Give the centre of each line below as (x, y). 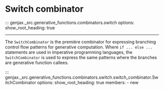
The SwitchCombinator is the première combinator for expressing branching (81, 42)
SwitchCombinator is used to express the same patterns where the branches (81, 57)
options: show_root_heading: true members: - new (88, 82)
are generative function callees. (37, 63)
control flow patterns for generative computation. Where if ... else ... (79, 47)
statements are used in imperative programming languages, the (69, 52)
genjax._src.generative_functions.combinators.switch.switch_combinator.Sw (82, 77)
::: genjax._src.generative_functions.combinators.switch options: (70, 22)
